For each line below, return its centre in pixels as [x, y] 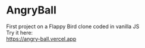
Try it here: [20, 32]
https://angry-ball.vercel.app [41, 39]
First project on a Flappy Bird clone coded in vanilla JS [73, 26]
